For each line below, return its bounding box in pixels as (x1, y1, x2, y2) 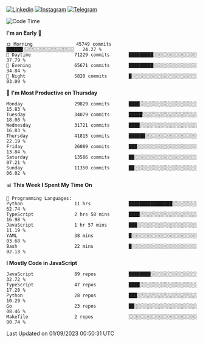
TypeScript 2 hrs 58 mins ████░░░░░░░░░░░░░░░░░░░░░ (6, 211, 198, 217)
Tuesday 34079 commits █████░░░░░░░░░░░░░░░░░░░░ (6, 111, 198, 118)
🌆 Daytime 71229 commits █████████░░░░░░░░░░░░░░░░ (6, 52, 198, 58)
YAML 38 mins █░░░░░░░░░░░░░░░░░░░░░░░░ (6, 233, 198, 239)
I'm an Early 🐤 (6, 29, 42, 37)
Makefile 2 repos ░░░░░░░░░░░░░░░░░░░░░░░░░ (6, 314, 198, 320)
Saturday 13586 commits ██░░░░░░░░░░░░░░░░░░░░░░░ (6, 154, 198, 160)
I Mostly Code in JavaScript (6, 260, 78, 266)
